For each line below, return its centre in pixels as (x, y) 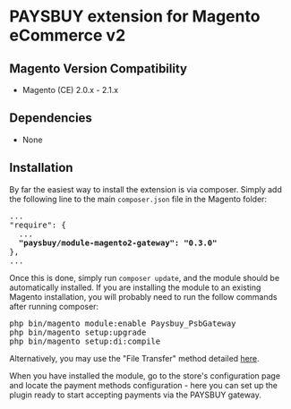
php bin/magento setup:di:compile (85, 341)
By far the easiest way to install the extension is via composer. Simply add (145, 189)
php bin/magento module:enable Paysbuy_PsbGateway (123, 323)
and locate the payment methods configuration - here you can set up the (144, 385)
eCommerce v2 (68, 35)
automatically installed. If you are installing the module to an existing (135, 287)
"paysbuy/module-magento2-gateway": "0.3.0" (118, 243)
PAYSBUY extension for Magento (135, 17)
